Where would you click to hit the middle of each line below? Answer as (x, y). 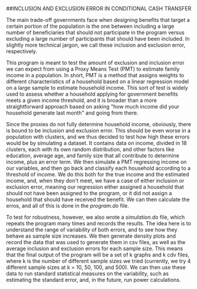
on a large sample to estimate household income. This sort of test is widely (97, 88)
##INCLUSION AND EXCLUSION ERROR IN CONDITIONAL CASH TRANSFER (99, 9)
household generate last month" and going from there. (72, 113)
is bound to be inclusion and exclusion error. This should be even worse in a (98, 130)
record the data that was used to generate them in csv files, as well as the (96, 242)
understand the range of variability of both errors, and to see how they (92, 230)
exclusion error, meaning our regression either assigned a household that (95, 187)
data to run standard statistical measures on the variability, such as (88, 273)
